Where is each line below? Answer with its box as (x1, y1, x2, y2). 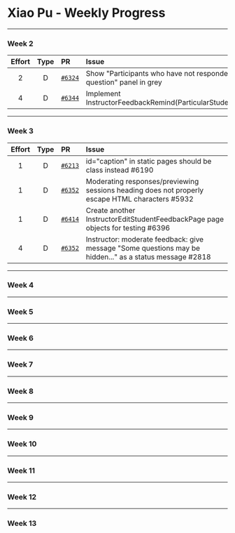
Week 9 (7, 412, 34, 422)
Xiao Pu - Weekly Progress (7, 5, 166, 21)
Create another (85, 205, 136, 215)
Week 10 (7, 439, 37, 449)
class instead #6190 (85, 165, 154, 175)
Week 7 (7, 360, 34, 369)
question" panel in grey (85, 77, 162, 87)
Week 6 (7, 334, 34, 343)
